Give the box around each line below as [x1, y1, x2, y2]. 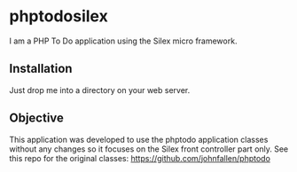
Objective [9, 111, 65, 126]
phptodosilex [9, 6, 108, 27]
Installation [9, 61, 73, 76]
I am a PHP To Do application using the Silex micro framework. [9, 35, 238, 46]
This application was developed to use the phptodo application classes [9, 134, 269, 145]
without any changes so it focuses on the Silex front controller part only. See [9, 144, 289, 154]
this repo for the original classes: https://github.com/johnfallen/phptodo [9, 152, 270, 163]
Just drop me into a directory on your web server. [9, 84, 191, 95]
